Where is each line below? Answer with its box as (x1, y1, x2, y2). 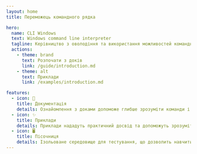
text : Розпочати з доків (21, 57, 83, 63)
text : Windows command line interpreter (11, 36, 111, 42)
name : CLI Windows (11, 30, 57, 36)
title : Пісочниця (16, 133, 59, 140)
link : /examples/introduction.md (21, 79, 104, 85)
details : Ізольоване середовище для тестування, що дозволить (16, 139, 172, 145)
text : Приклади (21, 74, 59, 80)
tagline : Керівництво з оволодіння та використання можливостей (11, 41, 172, 47)
